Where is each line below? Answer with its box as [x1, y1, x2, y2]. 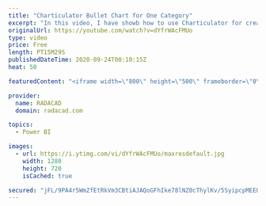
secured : [8, 186, 37, 194]
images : [8, 143, 34, 151]
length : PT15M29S [8, 48, 66, 56]
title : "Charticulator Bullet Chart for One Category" [8, 11, 193, 20]
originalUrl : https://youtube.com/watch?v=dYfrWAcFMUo [8, 26, 193, 34]
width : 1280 [22, 157, 62, 165]
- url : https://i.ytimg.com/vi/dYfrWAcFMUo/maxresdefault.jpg [15, 150, 225, 158]
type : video [8, 33, 47, 42]
